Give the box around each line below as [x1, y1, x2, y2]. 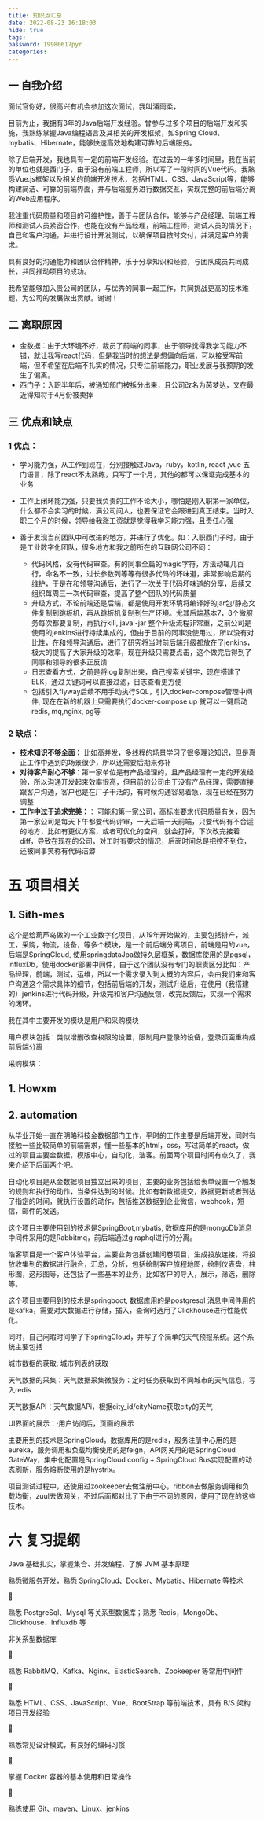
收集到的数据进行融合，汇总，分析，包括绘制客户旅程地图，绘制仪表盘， [14, 1259, 249, 1268]
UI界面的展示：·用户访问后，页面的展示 [8, 1418, 135, 1428]
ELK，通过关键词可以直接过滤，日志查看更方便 [31, 677, 182, 686]
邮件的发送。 [21, 1206, 64, 1216]
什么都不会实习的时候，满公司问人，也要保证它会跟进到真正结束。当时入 [19, 506, 254, 516]
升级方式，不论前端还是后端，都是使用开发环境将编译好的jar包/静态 [31, 598, 249, 608]
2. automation [8, 1109, 78, 1122]
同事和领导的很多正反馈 [31, 657, 108, 667]
